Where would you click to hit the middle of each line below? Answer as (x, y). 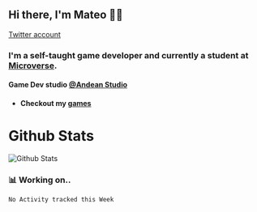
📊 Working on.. (40, 180)
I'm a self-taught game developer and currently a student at (128, 55)
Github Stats (51, 136)
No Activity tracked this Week (61, 200)
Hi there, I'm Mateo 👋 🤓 (66, 15)
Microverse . (33, 66)
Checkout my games (56, 103)
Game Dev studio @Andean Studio (68, 85)
